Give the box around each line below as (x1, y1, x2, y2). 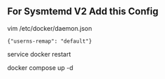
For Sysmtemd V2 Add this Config (7, 6, 159, 17)
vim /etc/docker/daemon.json (7, 24, 92, 32)
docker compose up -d (7, 63, 73, 72)
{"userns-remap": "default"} (7, 38, 92, 45)
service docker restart (7, 50, 71, 58)
